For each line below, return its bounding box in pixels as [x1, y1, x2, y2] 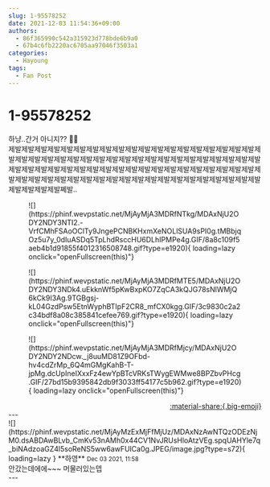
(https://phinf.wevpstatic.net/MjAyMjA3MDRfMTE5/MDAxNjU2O [28, 275, 241, 286]
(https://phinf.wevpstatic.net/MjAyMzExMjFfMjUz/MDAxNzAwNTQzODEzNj [8, 427, 258, 436]
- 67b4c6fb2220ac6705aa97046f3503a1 [15, 42, 138, 50]
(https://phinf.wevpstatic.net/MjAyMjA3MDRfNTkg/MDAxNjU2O [28, 208, 239, 218]
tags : [8, 64, 27, 72]
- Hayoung [15, 57, 48, 65]
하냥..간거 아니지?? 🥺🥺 [8, 134, 79, 143]
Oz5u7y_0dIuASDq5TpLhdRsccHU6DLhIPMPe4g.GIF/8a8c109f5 [28, 234, 240, 244]
